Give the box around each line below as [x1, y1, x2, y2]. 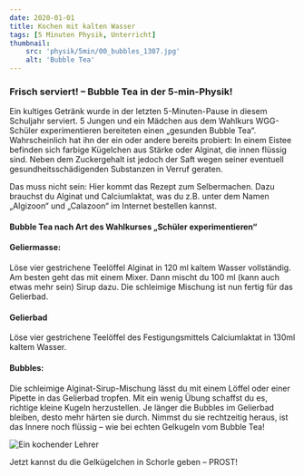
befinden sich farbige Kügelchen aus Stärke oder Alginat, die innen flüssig [9, 144, 288, 155]
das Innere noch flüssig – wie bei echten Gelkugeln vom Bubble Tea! [9, 421, 265, 432]
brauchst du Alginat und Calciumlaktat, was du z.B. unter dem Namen [9, 191, 270, 202]
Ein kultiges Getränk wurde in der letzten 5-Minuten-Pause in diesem [9, 106, 268, 117]
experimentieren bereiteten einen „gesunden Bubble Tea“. [40, 125, 257, 136]
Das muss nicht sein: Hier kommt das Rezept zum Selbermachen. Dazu [9, 181, 275, 192]
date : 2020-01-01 [9, 13, 75, 23]
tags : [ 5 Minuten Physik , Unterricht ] [9, 30, 156, 39]
